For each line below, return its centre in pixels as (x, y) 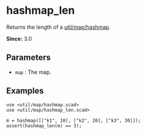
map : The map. (33, 72)
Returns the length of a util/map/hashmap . (59, 27)
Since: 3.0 (19, 38)
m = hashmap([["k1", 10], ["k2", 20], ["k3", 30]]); (74, 121)
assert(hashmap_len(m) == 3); (44, 126)
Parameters (29, 58)
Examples (25, 91)
